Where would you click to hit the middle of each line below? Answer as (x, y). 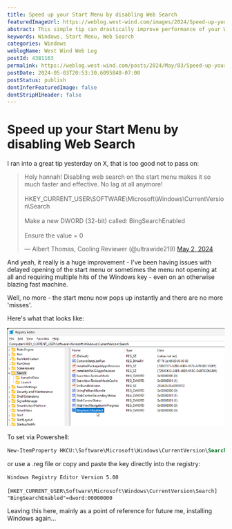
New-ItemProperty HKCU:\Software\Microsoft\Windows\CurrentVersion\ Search (117, 451)
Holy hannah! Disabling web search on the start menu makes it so (117, 177)
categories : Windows (37, 44)
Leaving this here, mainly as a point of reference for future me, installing (110, 511)
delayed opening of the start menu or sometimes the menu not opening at (112, 270)
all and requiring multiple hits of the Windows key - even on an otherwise (111, 277)
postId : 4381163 (30, 59)
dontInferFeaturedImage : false (52, 87)
